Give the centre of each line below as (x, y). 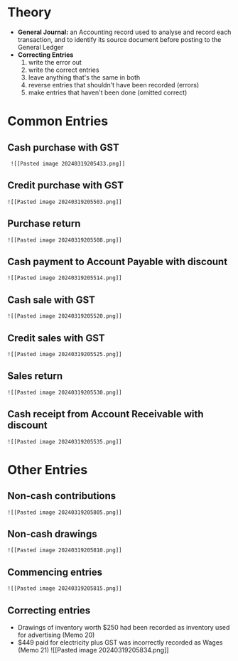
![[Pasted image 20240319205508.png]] (65, 240)
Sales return (35, 376)
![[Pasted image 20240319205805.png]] (65, 512)
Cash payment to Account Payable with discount (118, 261)
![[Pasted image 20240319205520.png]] (65, 316)
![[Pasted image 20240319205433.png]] (68, 163)
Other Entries (48, 469)
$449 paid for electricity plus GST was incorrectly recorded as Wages (120, 643)
